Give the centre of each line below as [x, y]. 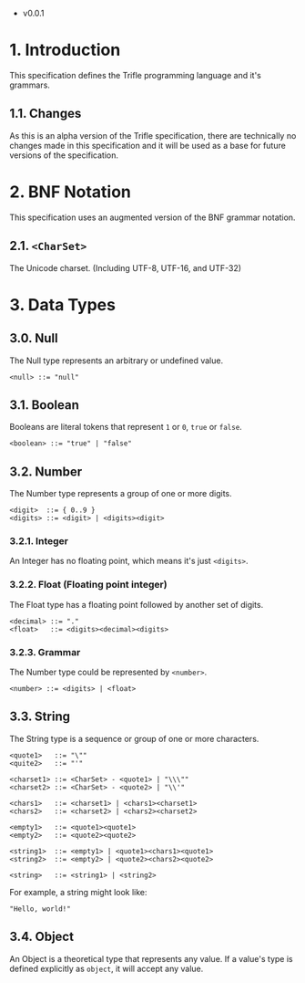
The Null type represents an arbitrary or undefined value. [117, 361]
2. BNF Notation [71, 192]
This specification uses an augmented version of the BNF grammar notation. [152, 217]
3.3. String [40, 717]
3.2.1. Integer [39, 541]
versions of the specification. [64, 155]
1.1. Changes [46, 114]
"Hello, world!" [40, 909]
